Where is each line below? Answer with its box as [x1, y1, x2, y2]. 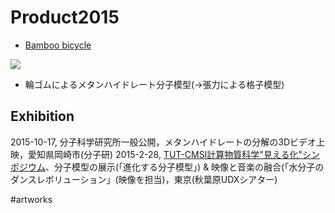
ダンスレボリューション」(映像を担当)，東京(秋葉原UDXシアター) [10, 173, 278, 185]
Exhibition [10, 108, 75, 125]
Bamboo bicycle [24, 39, 92, 51]
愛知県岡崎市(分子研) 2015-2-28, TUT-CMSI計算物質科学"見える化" [27, 148, 303, 160]
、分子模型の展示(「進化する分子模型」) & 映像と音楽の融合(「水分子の [45, 161, 325, 173]
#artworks [10, 193, 53, 205]
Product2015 [10, 6, 120, 29]
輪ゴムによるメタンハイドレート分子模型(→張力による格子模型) [24, 78, 285, 90]
